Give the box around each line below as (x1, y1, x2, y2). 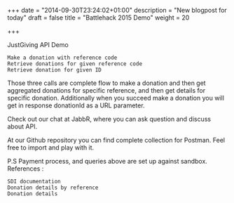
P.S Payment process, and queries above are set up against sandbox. (7, 157, 208, 165)
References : (7, 164, 44, 173)
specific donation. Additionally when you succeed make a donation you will (7, 94, 224, 102)
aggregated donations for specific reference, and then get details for (7, 86, 205, 94)
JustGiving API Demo (7, 41, 69, 48)
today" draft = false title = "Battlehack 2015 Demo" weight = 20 (7, 13, 190, 22)
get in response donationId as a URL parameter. (7, 101, 145, 110)
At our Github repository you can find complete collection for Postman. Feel (7, 136, 226, 144)
